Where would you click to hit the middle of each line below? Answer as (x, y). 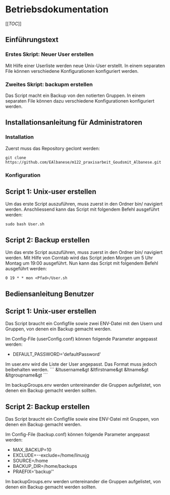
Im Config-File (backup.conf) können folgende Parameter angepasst (78, 434)
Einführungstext (32, 40)
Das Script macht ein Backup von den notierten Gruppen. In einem (75, 95)
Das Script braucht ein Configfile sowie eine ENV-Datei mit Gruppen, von (82, 419)
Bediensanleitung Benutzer (50, 294)
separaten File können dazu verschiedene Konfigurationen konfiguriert (80, 101)
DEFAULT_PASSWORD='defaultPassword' (57, 354)
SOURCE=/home (30, 461)
